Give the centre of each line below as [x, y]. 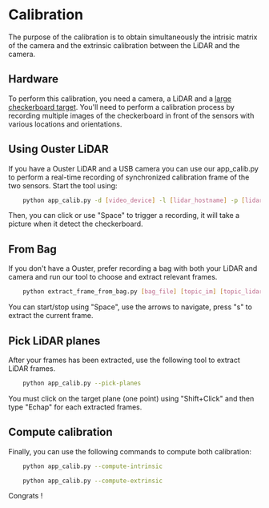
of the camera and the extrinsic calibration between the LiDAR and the [124, 45]
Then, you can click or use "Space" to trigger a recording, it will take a [124, 216]
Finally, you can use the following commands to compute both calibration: [130, 451]
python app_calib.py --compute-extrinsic [92, 481]
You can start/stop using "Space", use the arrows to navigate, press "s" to [130, 307]
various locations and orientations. [65, 124]
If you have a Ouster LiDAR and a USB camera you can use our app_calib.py [133, 168]
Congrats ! [26, 496]
